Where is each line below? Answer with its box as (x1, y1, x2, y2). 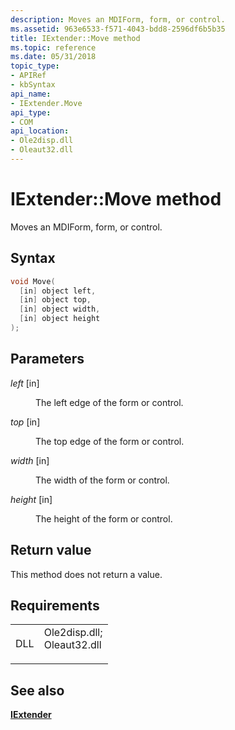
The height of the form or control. (35, 512, 173, 525)
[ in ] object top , (19, 295, 92, 305)
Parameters (10, 351, 85, 368)
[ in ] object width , (19, 304, 101, 315)
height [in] (10, 493, 53, 505)
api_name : (10, 89, 52, 99)
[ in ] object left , (19, 286, 97, 296)
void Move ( (10, 276, 56, 286)
